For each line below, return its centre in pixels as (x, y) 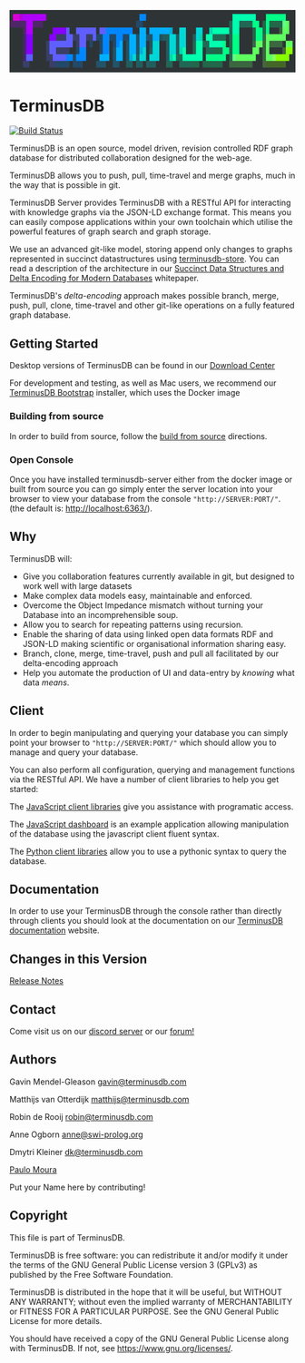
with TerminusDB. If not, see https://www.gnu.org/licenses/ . (121, 1348)
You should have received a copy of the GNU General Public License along (149, 1338)
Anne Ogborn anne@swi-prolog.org (76, 1134)
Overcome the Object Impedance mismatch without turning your (143, 605)
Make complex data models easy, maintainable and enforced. (137, 595)
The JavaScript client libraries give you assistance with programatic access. (152, 806)
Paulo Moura (33, 1169)
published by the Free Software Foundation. (91, 1274)
